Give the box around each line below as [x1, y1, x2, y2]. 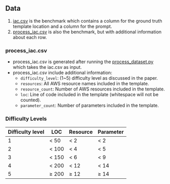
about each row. [12, 34, 47, 40]
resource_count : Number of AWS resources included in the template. [20, 86, 165, 92]
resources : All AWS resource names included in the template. [20, 81, 150, 87]
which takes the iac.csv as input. [12, 64, 82, 70]
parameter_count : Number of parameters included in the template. [20, 102, 159, 108]
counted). [20, 97, 41, 103]
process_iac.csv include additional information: [12, 69, 113, 76]
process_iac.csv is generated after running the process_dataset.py [12, 59, 154, 65]
